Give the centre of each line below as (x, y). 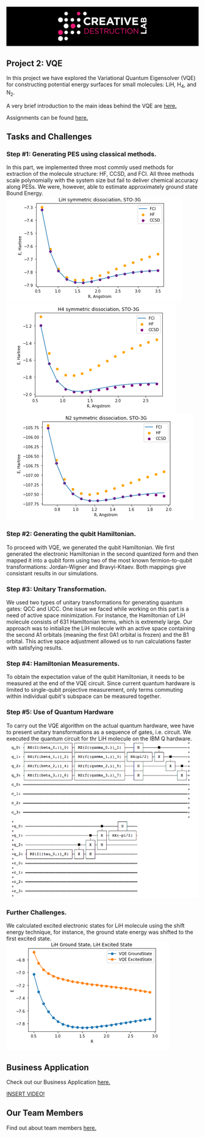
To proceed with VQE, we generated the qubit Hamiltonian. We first (91, 547)
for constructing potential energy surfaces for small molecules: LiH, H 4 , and (102, 85)
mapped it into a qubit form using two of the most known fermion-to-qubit (99, 560)
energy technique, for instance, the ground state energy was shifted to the (100, 932)
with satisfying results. (34, 648)
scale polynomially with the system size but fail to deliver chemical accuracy (102, 180)
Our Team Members (45, 1113)
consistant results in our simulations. (52, 573)
